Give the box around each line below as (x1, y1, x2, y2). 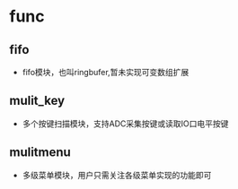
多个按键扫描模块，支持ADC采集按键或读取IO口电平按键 (22, 118, 229, 129)
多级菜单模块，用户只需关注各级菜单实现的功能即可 (22, 169, 212, 180)
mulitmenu (9, 145, 72, 160)
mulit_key (9, 93, 66, 108)
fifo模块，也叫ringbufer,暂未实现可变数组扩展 (22, 67, 190, 77)
